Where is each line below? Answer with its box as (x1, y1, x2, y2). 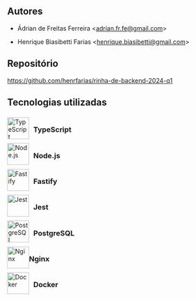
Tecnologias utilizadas (7, 97, 107, 109)
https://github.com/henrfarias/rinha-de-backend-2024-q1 (7, 76, 173, 84)
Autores (7, 6, 43, 17)
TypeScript (33, 125, 72, 134)
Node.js (33, 150, 60, 160)
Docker (33, 280, 59, 290)
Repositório (7, 58, 59, 70)
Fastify (33, 176, 58, 186)
